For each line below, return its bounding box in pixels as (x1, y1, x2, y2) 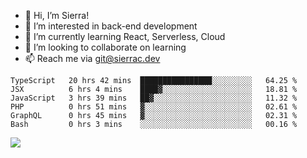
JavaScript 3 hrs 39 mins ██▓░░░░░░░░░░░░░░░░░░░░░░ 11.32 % (10, 93, 298, 103)
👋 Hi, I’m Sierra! (24, 10, 90, 21)
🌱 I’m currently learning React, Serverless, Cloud (24, 31, 226, 42)
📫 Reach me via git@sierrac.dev (24, 53, 161, 64)
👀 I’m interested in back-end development (24, 20, 198, 32)
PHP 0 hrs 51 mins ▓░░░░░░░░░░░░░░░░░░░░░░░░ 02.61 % (10, 102, 298, 112)
